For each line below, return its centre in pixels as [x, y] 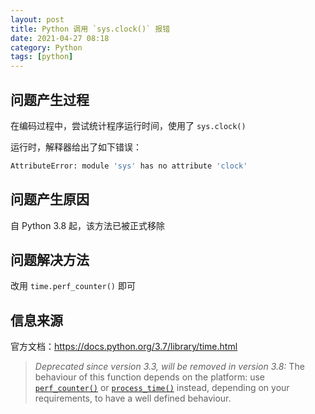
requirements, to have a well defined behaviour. [133, 398]
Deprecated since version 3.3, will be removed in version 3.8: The [169, 367]
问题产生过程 [50, 99]
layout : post [37, 19]
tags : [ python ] [42, 57]
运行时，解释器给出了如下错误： [76, 147]
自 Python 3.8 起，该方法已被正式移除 [88, 225]
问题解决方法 [50, 260]
